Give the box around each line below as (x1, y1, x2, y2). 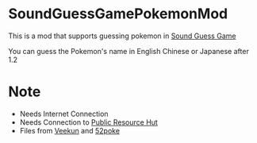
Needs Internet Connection (19, 109, 109, 118)
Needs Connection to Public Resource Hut (19, 117, 159, 127)
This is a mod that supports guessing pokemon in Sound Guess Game (8, 31, 236, 41)
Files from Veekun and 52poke (19, 126, 121, 135)
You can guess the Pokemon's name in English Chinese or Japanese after (8, 46, 250, 56)
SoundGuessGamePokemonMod (8, 5, 228, 23)
